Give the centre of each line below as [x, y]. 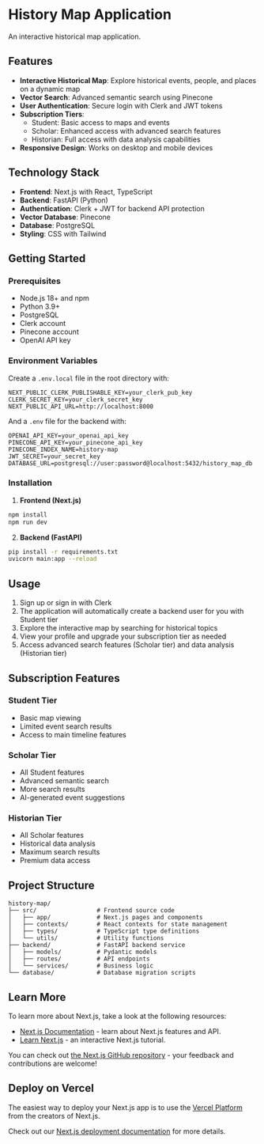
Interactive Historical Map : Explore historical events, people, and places [138, 80]
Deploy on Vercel [51, 1088]
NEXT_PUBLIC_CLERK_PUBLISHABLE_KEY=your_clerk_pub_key [100, 392]
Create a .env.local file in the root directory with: [89, 378]
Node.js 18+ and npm [54, 298]
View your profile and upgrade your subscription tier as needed [123, 636]
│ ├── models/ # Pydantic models [83, 952]
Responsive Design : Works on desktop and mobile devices [116, 147]
